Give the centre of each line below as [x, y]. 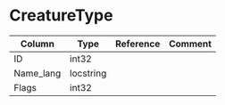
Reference [137, 44]
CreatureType [61, 16]
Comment [190, 44]
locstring [88, 73]
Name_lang [37, 73]
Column [37, 44]
